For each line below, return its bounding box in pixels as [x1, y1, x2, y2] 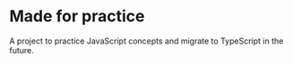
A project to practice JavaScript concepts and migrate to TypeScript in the [9, 35, 284, 46]
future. [9, 44, 34, 55]
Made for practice [9, 6, 145, 27]
